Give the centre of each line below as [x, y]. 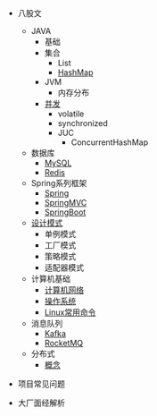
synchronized [83, 123]
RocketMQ [64, 343]
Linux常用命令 [70, 312]
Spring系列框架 [59, 183]
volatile [71, 114]
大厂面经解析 [41, 403]
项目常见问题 [41, 384]
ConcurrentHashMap [110, 142]
